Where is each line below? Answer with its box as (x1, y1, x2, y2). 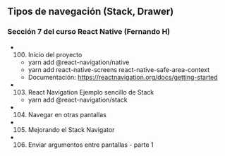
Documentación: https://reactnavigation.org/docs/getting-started (28, 73, 218, 81)
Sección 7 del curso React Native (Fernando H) (7, 27, 171, 37)
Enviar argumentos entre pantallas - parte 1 (28, 140, 154, 149)
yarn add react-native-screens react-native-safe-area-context (28, 65, 210, 73)
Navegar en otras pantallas (28, 110, 107, 119)
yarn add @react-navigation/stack (28, 95, 128, 104)
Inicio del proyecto (28, 50, 83, 59)
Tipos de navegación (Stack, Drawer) (7, 6, 174, 18)
